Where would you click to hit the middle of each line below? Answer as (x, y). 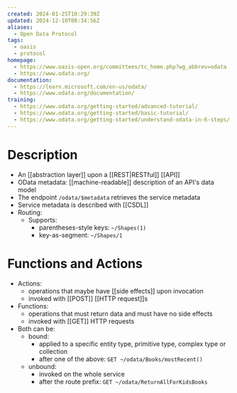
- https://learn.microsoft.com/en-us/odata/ (81, 87)
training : (22, 100)
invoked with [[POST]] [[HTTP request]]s (88, 298)
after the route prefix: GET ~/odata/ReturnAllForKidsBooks (123, 382)
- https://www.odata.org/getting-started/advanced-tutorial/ (106, 107)
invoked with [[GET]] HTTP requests (81, 321)
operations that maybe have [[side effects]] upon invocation (116, 291)
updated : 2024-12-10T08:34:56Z (54, 21)
